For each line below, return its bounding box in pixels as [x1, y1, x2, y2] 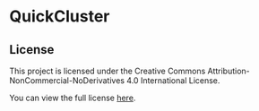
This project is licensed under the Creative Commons [9, 65, 206, 76]
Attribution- [207, 65, 251, 76]
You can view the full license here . [9, 92, 136, 103]
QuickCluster [9, 6, 110, 27]
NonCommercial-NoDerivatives [9, 75, 125, 86]
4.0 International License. [126, 75, 220, 86]
